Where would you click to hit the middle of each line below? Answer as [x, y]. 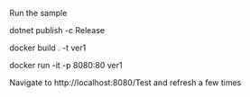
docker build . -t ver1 [48, 48]
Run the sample [38, 13]
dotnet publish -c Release [57, 30]
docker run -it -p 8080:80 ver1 [66, 65]
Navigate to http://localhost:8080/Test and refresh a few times [125, 83]
